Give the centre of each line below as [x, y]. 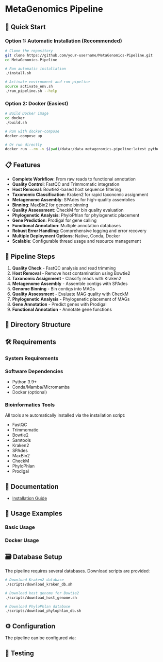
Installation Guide [29, 498]
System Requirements [32, 358]
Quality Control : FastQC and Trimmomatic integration [66, 184]
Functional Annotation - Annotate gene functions [62, 309]
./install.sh [18, 73]
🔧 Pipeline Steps [30, 256]
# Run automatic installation [36, 69]
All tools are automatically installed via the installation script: [65, 415]
